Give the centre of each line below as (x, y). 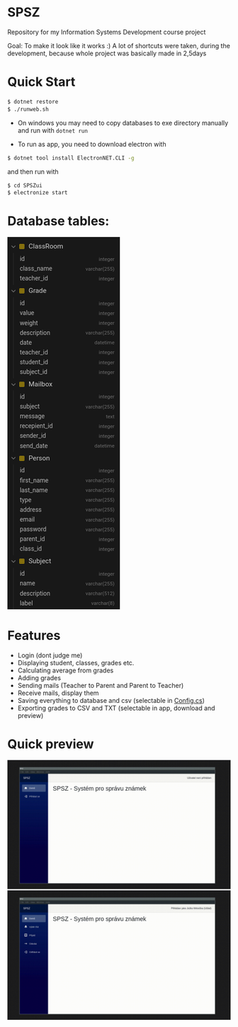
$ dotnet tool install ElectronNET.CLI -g (71, 158)
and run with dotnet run (53, 130)
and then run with (33, 172)
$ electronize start (38, 193)
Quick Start (41, 82)
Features (34, 636)
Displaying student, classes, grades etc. (76, 663)
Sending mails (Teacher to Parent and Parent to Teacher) (101, 686)
